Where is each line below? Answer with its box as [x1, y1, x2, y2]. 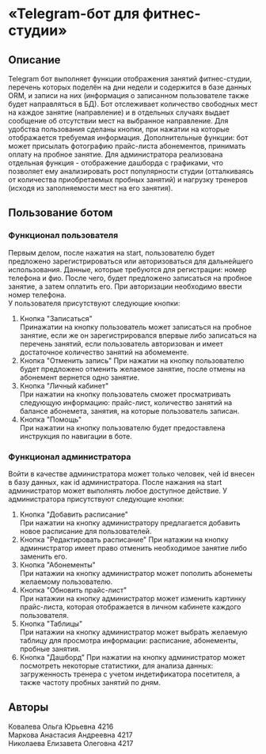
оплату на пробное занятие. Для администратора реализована [8, 150, 223, 159]
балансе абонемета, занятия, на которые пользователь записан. [19, 406, 240, 415]
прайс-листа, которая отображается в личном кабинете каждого [19, 602, 241, 612]
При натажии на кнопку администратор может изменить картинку [19, 593, 247, 603]
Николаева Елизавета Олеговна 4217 [8, 738, 134, 748]
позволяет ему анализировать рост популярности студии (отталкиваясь [8, 167, 254, 176]
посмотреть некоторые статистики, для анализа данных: [19, 661, 214, 670]
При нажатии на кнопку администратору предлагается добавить [19, 517, 241, 527]
